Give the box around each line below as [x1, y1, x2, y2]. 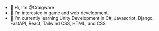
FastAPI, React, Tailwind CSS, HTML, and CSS [10, 20, 106, 26]
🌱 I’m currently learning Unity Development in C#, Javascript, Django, [10, 15, 154, 21]
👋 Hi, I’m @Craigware [10, 5, 54, 10]
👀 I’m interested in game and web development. [10, 10, 109, 16]
